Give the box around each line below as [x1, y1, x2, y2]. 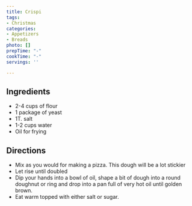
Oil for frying [14, 128, 47, 135]
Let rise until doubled [14, 168, 68, 175]
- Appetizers [6, 31, 39, 37]
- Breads [6, 37, 28, 43]
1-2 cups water [14, 121, 52, 129]
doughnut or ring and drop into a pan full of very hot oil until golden [14, 181, 182, 188]
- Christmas [6, 20, 36, 26]
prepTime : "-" [6, 48, 42, 54]
